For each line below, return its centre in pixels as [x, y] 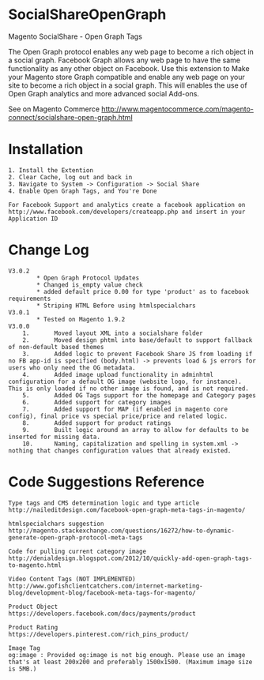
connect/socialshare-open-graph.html [70, 117]
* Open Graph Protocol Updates [88, 278]
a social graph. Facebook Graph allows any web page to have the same [124, 60]
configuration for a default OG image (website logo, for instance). [125, 381]
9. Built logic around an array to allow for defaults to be [136, 430]
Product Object [33, 607]
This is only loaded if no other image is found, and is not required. [128, 389]
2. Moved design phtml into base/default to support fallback [138, 340]
